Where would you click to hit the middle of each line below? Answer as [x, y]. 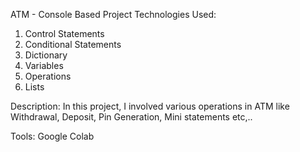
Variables [44, 65]
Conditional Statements [73, 44]
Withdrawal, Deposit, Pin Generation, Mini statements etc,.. [131, 117]
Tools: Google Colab [52, 136]
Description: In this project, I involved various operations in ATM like [150, 106]
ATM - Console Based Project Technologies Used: [113, 14]
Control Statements [64, 33]
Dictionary [46, 55]
